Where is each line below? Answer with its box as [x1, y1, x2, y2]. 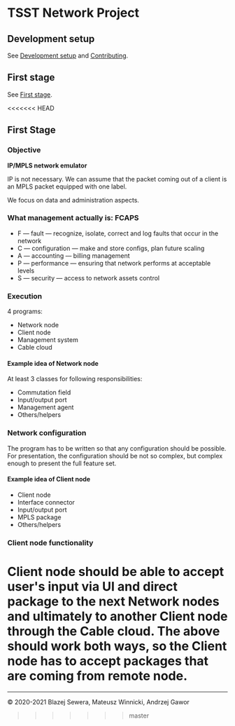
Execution [7, 291, 43, 301]
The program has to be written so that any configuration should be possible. [7, 444, 227, 453]
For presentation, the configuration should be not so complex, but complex [7, 451, 223, 460]
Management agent [17, 403, 74, 411]
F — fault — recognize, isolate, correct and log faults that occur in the [17, 229, 219, 238]
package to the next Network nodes [7, 594, 220, 609]
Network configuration [7, 428, 87, 438]
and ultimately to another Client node [7, 608, 228, 624]
